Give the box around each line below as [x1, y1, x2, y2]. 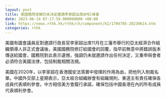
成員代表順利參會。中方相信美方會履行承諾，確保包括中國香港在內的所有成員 [5, 81, 161, 87]
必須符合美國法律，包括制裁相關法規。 [5, 58, 83, 64]
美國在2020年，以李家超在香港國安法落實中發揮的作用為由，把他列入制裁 [5, 69, 155, 75]
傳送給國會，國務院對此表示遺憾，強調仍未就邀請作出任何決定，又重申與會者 [5, 52, 161, 58]
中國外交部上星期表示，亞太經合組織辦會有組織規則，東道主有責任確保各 [13, 75, 161, 81]
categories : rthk [5, 26, 41, 31]
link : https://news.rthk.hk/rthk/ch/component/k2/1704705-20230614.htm [5, 21, 156, 26]
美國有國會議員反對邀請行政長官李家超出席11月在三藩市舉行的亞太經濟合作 [5, 40, 156, 46]
